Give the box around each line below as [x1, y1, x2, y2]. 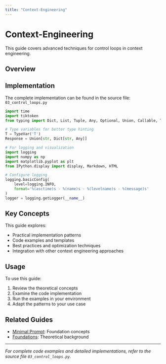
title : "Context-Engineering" [5, 7, 68, 12]
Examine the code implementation [12, 291, 82, 296]
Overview [5, 65, 36, 73]
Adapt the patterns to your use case [12, 301, 86, 307]
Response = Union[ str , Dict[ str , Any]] [5, 136, 87, 142]
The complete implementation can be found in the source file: [5, 95, 131, 101]
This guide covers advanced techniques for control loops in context [5, 45, 143, 51]
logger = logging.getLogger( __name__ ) [5, 196, 85, 201]
